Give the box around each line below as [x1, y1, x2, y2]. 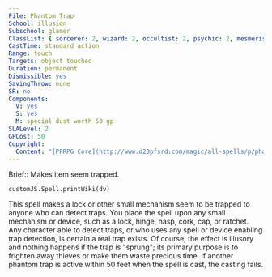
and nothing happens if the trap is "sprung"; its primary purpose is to [8, 242, 239, 252]
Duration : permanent [8, 65, 79, 73]
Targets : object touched [8, 58, 92, 66]
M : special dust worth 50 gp [15, 117, 114, 126]
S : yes [15, 110, 38, 118]
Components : [8, 95, 49, 103]
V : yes [15, 102, 38, 110]
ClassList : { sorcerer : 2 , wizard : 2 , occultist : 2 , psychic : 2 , [8, 34, 234, 43]
